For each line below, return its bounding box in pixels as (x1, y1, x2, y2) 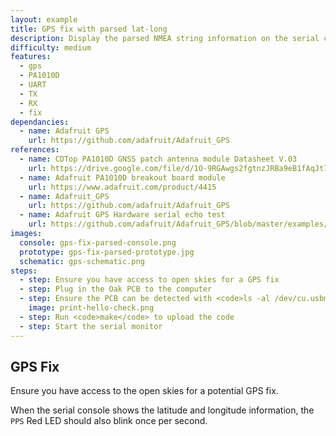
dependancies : (10, 117, 70, 127)
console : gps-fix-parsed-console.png (19, 237, 177, 248)
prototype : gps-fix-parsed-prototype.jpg (19, 247, 195, 257)
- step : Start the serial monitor (19, 321, 163, 331)
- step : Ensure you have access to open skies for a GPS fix (19, 275, 280, 285)
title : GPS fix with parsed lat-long (10, 24, 168, 34)
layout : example (10, 14, 78, 25)
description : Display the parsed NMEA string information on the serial (10, 33, 320, 43)
